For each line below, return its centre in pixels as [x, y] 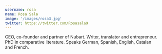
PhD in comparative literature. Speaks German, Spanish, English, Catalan [78, 42]
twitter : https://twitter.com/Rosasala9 [47, 23]
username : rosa [20, 9]
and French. [17, 47]
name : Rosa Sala [21, 14]
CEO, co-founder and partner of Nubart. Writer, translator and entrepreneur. [81, 37]
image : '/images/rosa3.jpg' [34, 18]
